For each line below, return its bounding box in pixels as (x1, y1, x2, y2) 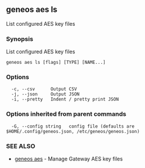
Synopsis (6, 35, 33, 43)
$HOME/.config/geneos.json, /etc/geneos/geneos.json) (6, 128, 140, 134)
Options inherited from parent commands (6, 110, 127, 118)
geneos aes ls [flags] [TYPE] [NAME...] (6, 60, 106, 66)
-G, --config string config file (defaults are (11, 123, 134, 129)
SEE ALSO (6, 142, 36, 150)
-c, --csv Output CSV (11, 86, 77, 92)
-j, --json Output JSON (11, 91, 80, 97)
